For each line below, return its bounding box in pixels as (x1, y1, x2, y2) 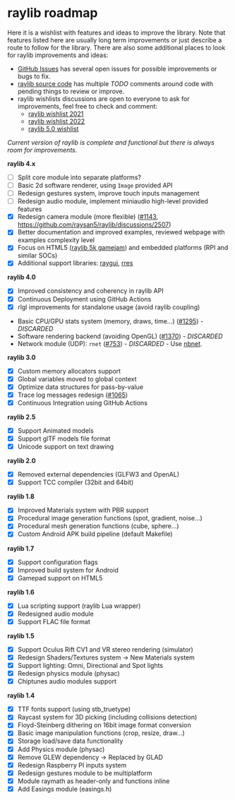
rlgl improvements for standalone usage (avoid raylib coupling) (17, 302, 200, 311)
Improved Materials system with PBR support (17, 506, 149, 515)
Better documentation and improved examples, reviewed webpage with (17, 228, 225, 237)
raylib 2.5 (7, 412, 36, 421)
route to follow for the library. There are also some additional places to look (7, 43, 226, 52)
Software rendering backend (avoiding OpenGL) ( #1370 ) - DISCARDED (17, 332, 224, 340)
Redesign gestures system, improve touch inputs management (17, 189, 200, 198)
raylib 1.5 (7, 631, 35, 640)
